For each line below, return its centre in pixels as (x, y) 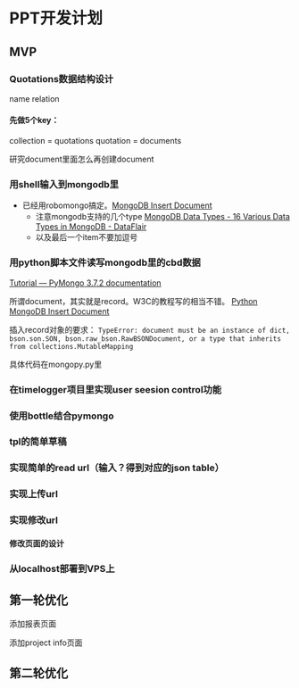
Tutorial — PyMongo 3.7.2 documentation (86, 283)
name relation (34, 98)
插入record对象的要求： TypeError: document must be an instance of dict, (149, 329)
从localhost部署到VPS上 (62, 568)
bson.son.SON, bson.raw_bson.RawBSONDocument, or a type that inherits (145, 339)
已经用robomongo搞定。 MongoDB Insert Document (117, 205)
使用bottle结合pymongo (62, 416)
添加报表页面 (33, 623)
